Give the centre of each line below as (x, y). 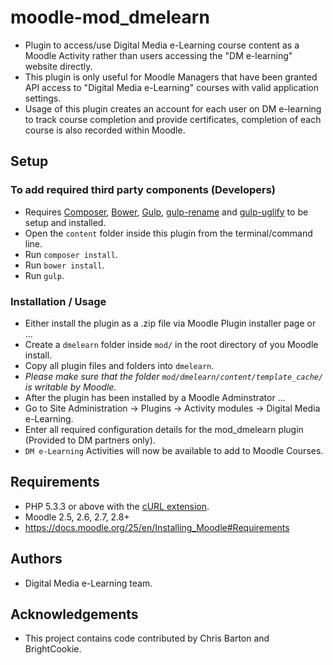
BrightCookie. (53, 649)
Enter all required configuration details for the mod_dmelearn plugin (164, 429)
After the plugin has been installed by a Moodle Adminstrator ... (155, 397)
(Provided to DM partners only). (90, 440)
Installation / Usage (58, 301)
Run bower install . (64, 265)
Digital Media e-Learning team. (88, 583)
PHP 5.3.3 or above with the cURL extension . (117, 506)
